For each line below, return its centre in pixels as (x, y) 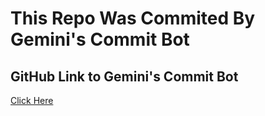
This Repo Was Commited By (133, 18)
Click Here (32, 100)
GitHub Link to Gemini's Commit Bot (124, 76)
